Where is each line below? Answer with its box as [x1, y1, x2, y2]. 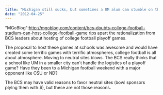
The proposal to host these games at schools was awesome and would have [5, 44, 158, 50]
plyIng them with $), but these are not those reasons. [5, 84, 111, 90]
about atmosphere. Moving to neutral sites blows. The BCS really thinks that [5, 54, 157, 60]
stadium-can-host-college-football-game [5, 30, 88, 36]
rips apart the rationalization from [88, 30, 156, 36]
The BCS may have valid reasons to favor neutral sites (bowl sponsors [5, 79, 146, 85]
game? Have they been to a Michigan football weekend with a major [5, 65, 141, 70]
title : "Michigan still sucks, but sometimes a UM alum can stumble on [5, 7, 153, 12]
